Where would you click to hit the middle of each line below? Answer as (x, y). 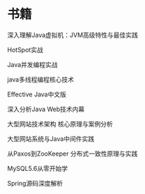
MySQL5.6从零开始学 (38, 168)
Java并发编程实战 (32, 64)
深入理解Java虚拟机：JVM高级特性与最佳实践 (72, 35)
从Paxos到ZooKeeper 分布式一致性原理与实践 (72, 154)
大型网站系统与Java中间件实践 (51, 139)
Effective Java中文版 (37, 94)
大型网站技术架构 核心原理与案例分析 (60, 124)
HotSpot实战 (25, 50)
